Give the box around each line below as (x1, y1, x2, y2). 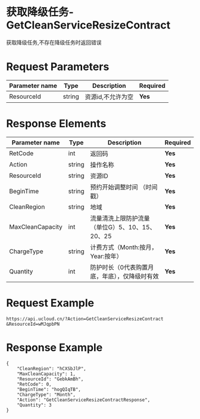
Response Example (6, 341, 103, 354)
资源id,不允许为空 (85, 93, 134, 101)
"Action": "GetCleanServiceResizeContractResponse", (17, 396, 151, 403)
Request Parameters (6, 60, 110, 74)
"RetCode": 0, (17, 381, 52, 387)
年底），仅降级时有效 (102, 272, 159, 280)
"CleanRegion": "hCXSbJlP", (17, 366, 86, 371)
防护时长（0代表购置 (90, 263, 148, 271)
